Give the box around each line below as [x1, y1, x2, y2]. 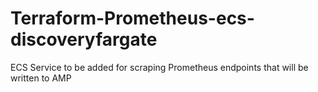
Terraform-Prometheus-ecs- [10, 7, 255, 30]
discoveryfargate [10, 28, 158, 51]
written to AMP [10, 72, 72, 84]
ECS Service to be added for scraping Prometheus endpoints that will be [10, 61, 309, 73]
